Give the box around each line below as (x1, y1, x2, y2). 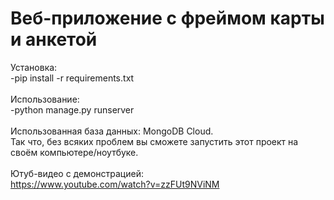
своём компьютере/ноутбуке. (10, 146, 139, 158)
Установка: (10, 61, 58, 73)
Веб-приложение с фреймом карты (10, 7, 325, 30)
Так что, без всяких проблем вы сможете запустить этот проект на (10, 135, 299, 147)
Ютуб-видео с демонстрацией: (10, 167, 144, 179)
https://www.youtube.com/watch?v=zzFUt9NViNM (10, 178, 220, 190)
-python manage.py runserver (10, 103, 135, 116)
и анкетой (10, 28, 98, 51)
